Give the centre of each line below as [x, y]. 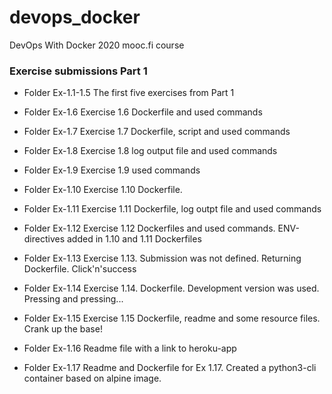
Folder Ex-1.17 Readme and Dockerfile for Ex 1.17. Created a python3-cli [170, 368]
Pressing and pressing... [73, 299]
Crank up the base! [63, 329]
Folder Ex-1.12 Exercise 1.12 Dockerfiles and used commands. [149, 228]
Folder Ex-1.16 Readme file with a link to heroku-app [130, 348]
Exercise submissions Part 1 [78, 71]
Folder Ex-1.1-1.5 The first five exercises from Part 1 [129, 93]
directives [44, 239]
